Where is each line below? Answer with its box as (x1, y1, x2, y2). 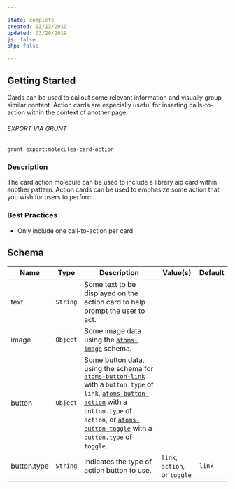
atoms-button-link (83, 373, 145, 380)
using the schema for (83, 363, 154, 373)
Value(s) (162, 267, 192, 277)
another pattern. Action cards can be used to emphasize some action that (7, 185, 220, 194)
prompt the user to (83, 306, 145, 316)
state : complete (7, 16, 55, 23)
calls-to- (188, 100, 214, 109)
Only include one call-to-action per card (17, 226, 134, 235)
